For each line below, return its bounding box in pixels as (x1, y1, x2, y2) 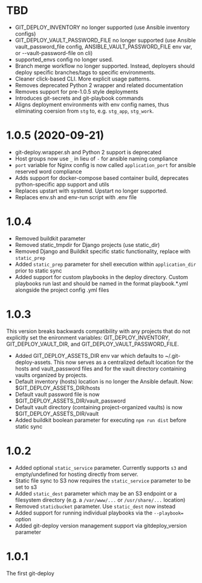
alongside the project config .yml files (15, 286, 109, 294)
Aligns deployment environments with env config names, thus (15, 100, 169, 108)
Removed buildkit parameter (15, 234, 86, 242)
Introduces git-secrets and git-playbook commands (15, 94, 144, 102)
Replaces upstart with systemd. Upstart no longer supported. (15, 187, 168, 194)
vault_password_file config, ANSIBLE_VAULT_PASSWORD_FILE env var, (15, 43, 192, 50)
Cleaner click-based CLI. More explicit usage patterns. (15, 75, 151, 82)
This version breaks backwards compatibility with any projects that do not (6, 328, 191, 335)
